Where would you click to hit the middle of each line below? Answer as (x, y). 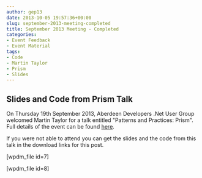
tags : (13, 52)
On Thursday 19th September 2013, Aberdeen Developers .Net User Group (100, 114)
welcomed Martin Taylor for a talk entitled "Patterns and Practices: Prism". (100, 120)
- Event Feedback (28, 40)
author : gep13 (24, 12)
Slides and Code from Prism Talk (70, 99)
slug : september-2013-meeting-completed (59, 23)
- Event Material (28, 46)
